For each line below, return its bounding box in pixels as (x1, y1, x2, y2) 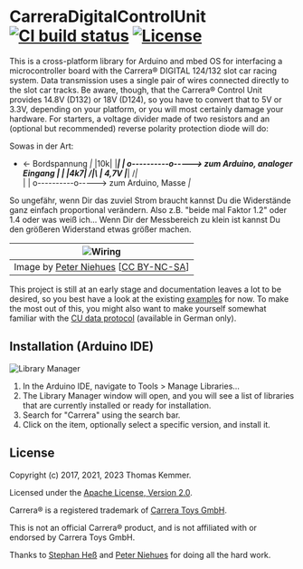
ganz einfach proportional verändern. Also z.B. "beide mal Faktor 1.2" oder (9, 204, 288, 215)
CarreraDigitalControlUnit (9, 6, 206, 27)
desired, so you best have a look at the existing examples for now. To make (9, 293, 289, 304)
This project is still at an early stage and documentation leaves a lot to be (9, 284, 282, 294)
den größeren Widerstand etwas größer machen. (9, 224, 192, 235)
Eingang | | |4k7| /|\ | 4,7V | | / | (22, 168, 138, 178)
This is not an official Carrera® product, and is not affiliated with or (9, 522, 258, 533)
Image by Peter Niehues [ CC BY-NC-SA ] (14, 260, 190, 273)
